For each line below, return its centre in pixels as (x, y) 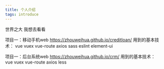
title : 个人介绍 (20, 10)
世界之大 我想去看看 (25, 29)
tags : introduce (22, 14)
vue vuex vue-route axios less (36, 62)
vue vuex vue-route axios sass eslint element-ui (64, 46)
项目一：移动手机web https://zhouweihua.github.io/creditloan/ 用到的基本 (80, 40)
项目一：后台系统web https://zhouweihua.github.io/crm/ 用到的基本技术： (80, 56)
